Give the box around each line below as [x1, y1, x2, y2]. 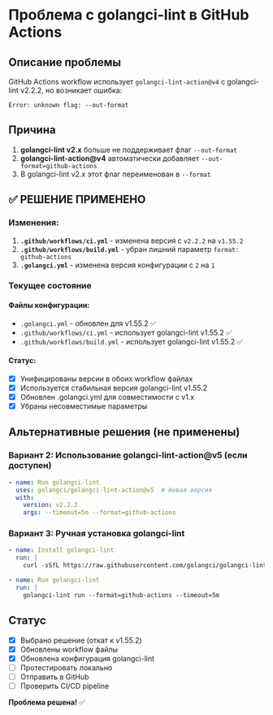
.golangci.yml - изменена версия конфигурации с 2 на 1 [19, 260, 215, 270]
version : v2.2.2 [23, 501, 79, 509]
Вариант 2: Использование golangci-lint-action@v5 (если [8, 449, 248, 461]
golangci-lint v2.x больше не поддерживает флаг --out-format [19, 145, 238, 154]
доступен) [8, 460, 52, 471]
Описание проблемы [8, 55, 122, 69]
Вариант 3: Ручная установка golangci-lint [8, 528, 185, 539]
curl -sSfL [23, 561, 60, 570]
